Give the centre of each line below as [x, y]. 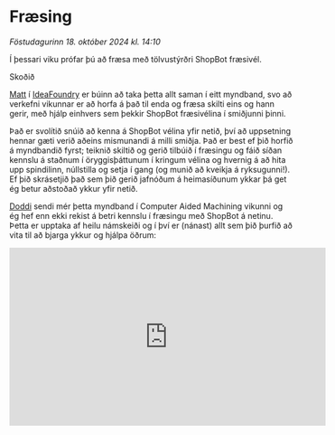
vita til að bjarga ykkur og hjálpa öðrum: [83, 235]
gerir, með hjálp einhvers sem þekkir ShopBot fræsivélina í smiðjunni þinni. [148, 113]
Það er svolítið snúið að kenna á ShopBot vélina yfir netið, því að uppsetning [150, 131]
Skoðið [22, 76]
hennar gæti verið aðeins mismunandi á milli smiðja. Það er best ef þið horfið [151, 140]
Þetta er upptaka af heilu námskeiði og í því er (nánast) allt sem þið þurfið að [151, 225]
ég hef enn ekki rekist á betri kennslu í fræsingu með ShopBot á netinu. [141, 215]
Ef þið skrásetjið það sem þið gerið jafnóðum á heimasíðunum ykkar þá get [148, 179]
